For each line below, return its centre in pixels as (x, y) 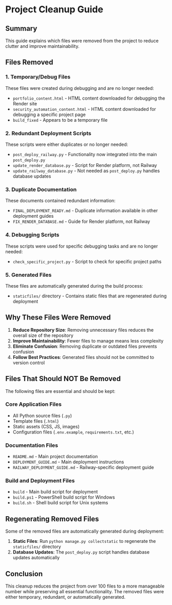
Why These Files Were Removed (58, 318)
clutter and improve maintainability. (42, 46)
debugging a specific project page (49, 115)
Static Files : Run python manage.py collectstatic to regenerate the (84, 541)
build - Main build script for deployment (55, 492)
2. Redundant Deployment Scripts (48, 133)
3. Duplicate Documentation (41, 190)
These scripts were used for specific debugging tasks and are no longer (82, 246)
